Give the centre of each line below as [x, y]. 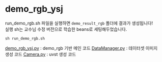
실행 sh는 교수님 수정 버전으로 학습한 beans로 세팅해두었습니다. [66, 29]
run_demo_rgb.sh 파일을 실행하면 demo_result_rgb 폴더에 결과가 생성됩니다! [79, 23]
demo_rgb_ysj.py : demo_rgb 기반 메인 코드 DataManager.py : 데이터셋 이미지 [81, 48]
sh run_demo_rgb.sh [25, 38]
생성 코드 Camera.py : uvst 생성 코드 [40, 54]
